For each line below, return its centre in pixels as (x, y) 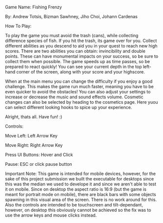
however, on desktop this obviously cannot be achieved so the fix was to (78, 210)
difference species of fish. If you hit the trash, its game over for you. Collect (81, 41)
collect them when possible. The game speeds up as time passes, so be (78, 61)
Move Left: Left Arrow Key (31, 136)
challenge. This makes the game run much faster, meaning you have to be (79, 87)
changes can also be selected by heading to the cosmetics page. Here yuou (81, 102)
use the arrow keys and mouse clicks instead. (51, 215)
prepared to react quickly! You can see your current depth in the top (73, 67)
